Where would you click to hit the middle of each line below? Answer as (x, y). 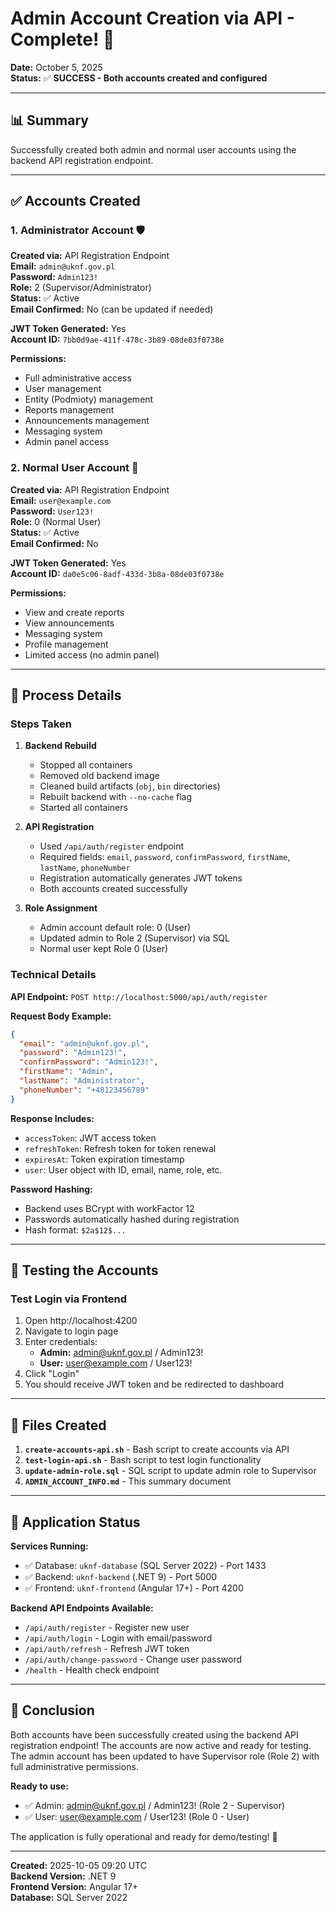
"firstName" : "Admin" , (66, 1072)
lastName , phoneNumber (85, 868)
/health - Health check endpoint (92, 1670)
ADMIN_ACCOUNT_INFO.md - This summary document (128, 1481)
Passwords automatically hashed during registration (132, 1219)
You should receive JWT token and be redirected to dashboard (154, 1384)
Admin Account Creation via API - (152, 18)
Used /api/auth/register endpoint (112, 846)
